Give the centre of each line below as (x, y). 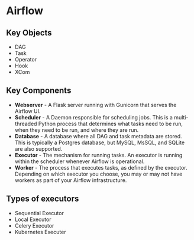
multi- (181, 117)
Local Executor (33, 219)
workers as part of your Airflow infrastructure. (71, 180)
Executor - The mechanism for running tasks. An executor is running (98, 155)
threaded (26, 124)
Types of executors (43, 199)
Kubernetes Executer (40, 232)
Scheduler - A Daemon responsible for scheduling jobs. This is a (94, 117)
